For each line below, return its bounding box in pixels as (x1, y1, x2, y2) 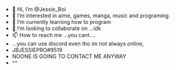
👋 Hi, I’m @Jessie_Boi (11, 6, 66, 13)
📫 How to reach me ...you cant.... (11, 32, 96, 38)
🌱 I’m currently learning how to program (11, 19, 112, 25)
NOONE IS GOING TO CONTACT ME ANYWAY (11, 53, 127, 60)
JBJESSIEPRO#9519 (11, 47, 63, 53)
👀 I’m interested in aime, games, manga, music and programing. (11, 12, 171, 19)
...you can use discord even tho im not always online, (11, 40, 144, 47)
